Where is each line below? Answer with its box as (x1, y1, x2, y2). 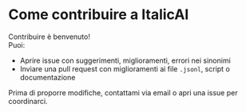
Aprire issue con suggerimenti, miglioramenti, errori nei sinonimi (19, 56, 232, 65)
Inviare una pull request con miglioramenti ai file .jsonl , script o (19, 64, 230, 73)
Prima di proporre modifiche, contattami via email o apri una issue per (8, 87, 238, 97)
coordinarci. (8, 96, 48, 106)
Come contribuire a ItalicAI (8, 6, 189, 24)
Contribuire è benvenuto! (8, 32, 90, 41)
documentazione (19, 72, 76, 82)
